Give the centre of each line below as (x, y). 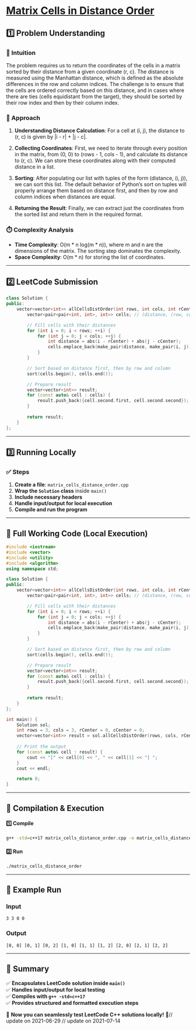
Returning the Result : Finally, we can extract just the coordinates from (99, 208)
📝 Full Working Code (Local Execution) (77, 533)
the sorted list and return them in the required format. (78, 214)
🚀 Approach (23, 118)
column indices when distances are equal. (65, 197)
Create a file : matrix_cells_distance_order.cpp (71, 485)
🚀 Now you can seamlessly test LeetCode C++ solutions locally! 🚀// (90, 1014)
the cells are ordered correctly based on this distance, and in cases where (95, 90)
